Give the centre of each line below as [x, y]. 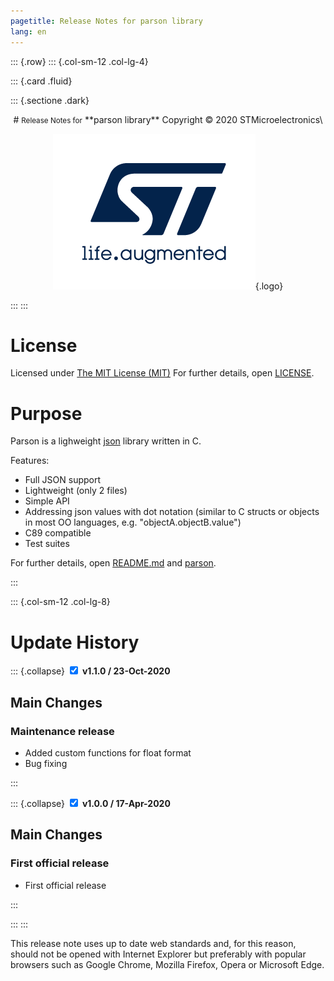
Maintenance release [62, 731]
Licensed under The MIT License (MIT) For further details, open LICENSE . [162, 373]
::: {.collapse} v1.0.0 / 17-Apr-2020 [90, 803]
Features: [30, 461]
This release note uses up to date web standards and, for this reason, [153, 943]
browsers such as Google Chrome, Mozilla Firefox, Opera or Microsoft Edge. [167, 964]
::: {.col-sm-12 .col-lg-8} [60, 602]
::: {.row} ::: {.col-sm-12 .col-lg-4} [79, 61]
